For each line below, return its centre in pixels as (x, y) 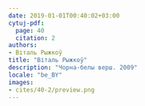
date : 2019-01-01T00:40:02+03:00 (64, 16)
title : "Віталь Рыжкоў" (48, 61)
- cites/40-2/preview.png (51, 90)
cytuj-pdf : (26, 23)
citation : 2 (36, 38)
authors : (23, 45)
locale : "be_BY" (35, 75)
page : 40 (30, 30)
